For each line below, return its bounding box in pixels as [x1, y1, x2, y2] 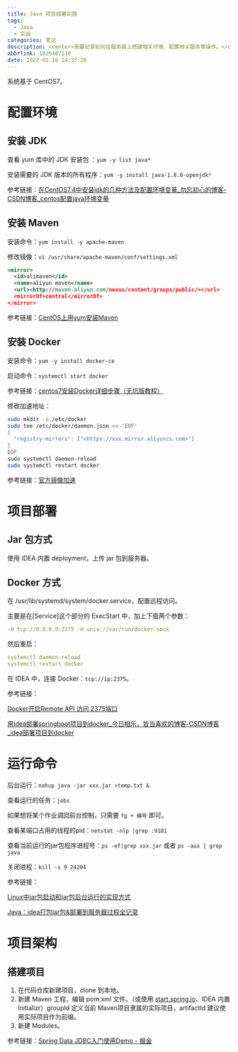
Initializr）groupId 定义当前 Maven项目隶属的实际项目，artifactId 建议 [17, 1004, 220, 1012]
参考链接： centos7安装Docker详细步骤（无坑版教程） [7, 386, 164, 395]
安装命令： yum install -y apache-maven [7, 237, 125, 246]
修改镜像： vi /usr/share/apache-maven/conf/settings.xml [7, 252, 178, 261]
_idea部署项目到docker [7, 729, 74, 737]
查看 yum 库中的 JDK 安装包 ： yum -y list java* [7, 155, 151, 163]
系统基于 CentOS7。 [7, 77, 67, 85]
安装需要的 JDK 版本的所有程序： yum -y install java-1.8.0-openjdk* [7, 170, 212, 178]
